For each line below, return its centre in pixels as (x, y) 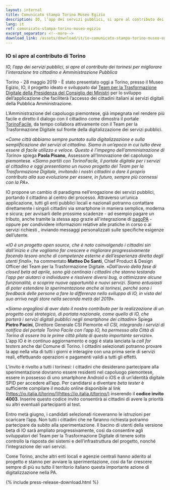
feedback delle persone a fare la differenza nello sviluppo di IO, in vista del (84, 294)
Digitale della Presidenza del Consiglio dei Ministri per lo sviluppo (74, 93)
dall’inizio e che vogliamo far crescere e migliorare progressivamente (78, 251)
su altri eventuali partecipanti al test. (43, 404)
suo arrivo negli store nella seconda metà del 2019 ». (61, 299)
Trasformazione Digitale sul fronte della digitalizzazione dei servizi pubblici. (84, 130)
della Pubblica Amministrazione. (39, 104)
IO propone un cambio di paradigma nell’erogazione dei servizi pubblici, (80, 192)
